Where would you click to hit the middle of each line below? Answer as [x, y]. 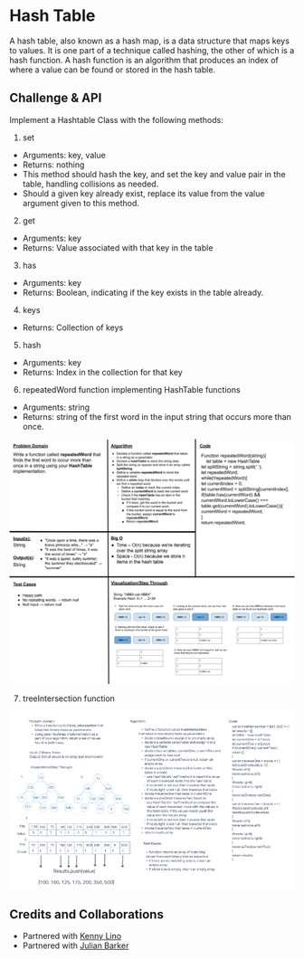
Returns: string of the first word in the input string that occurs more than [157, 416]
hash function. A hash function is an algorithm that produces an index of [144, 60]
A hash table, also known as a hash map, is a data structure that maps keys [149, 41]
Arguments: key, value [64, 155]
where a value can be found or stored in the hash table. [112, 70]
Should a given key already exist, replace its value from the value [143, 193]
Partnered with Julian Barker [76, 945]
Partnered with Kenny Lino [72, 936]
